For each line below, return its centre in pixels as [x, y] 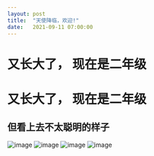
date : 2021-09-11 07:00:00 [50, 27]
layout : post [26, 14]
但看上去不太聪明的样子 [58, 127]
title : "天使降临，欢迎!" [43, 20]
